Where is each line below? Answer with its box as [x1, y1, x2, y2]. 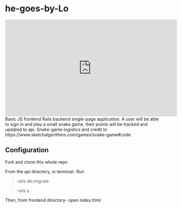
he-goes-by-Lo [5, 3, 69, 14]
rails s [17, 187, 29, 193]
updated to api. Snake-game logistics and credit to [5, 126, 107, 132]
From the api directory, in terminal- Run [5, 168, 84, 175]
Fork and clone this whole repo [5, 159, 68, 165]
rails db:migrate [17, 178, 49, 184]
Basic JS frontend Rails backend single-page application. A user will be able [5, 116, 159, 122]
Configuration [5, 146, 49, 154]
